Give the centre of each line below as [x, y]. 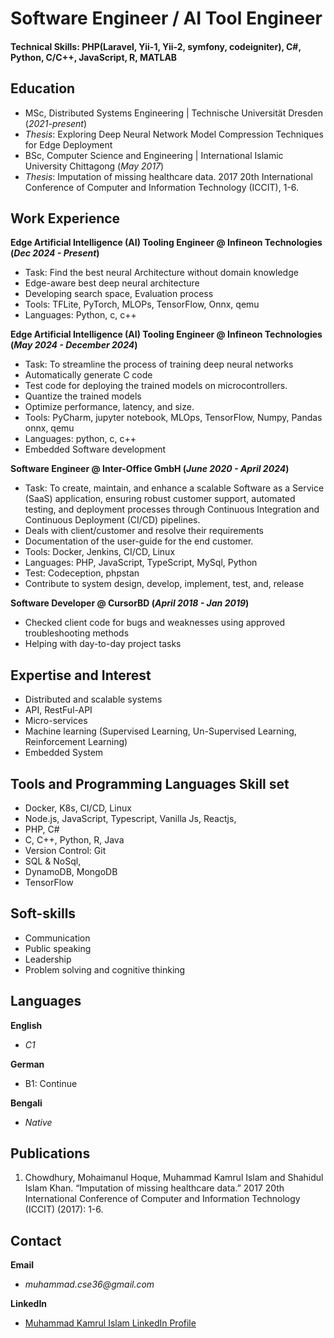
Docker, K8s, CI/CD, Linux [78, 808]
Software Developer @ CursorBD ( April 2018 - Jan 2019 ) [130, 603]
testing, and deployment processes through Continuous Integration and [172, 509]
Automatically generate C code [88, 375]
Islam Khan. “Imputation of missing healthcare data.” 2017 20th [154, 1188]
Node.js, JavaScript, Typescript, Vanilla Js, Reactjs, [130, 819]
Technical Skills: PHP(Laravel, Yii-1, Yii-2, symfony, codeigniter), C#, [156, 46]
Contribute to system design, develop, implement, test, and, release [164, 584]
